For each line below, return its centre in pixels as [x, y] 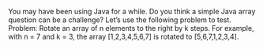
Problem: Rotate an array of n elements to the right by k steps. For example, [131, 28]
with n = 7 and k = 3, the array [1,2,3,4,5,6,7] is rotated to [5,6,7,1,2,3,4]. [124, 36]
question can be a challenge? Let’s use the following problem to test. [120, 20]
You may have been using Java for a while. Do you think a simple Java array [132, 11]
